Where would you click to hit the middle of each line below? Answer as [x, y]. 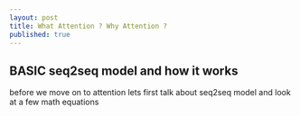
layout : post [34, 18]
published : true [40, 34]
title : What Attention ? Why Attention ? [89, 26]
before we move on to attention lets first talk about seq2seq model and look [150, 93]
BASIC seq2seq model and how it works [124, 71]
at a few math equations [54, 102]
